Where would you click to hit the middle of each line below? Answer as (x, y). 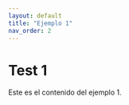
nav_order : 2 (30, 30)
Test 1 (28, 70)
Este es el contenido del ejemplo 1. (65, 92)
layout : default (35, 16)
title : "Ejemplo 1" (41, 23)
